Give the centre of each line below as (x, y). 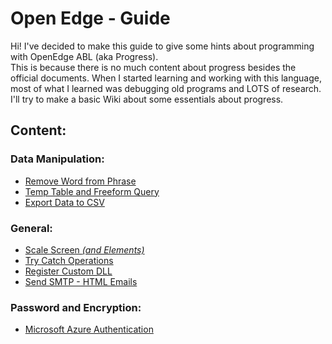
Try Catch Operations (69, 260)
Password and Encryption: (76, 307)
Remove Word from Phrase (80, 181)
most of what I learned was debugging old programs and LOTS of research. (166, 88)
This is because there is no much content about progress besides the (153, 67)
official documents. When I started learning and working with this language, (166, 78)
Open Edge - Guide (90, 18)
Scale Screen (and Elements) (84, 249)
